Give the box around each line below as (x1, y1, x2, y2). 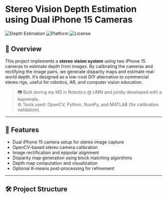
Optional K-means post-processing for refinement (12, 165, 115, 171)
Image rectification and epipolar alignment (12, 149, 99, 155)
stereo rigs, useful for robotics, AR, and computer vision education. (5, 79, 143, 85)
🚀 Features (5, 126, 39, 134)
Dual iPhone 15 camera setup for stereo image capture (12, 139, 124, 145)
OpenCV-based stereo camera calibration (12, 144, 98, 150)
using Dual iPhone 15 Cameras (5, 14, 133, 25)
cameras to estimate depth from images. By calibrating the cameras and (5, 63, 153, 69)
